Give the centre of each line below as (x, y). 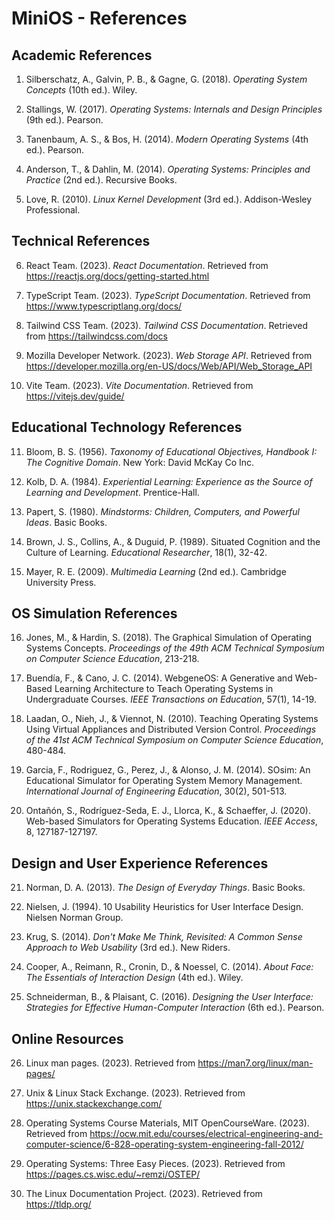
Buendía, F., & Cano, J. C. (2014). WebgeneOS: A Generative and (159, 678)
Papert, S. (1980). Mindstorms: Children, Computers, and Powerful (162, 511)
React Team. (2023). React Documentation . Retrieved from (147, 265)
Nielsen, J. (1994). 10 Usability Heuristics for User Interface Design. (164, 907)
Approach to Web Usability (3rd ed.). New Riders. (128, 948)
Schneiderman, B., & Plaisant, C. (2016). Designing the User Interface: (169, 997)
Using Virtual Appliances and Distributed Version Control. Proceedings (171, 729)
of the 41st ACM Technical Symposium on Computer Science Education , (174, 740)
